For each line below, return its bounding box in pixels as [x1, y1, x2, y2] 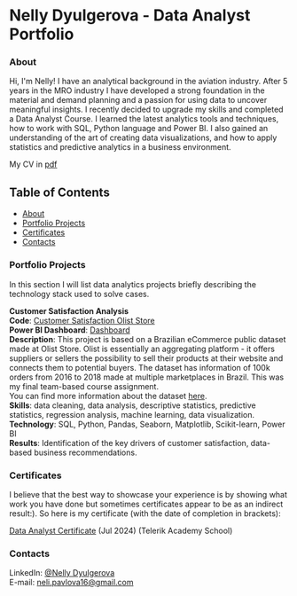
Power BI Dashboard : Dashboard [9, 325, 130, 335]
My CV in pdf [9, 159, 58, 169]
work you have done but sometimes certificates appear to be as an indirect [9, 498, 284, 509]
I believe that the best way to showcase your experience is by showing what [9, 489, 288, 499]
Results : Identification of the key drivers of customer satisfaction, [9, 437, 249, 448]
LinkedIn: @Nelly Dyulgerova [9, 568, 115, 578]
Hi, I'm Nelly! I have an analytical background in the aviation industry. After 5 [9, 76, 288, 87]
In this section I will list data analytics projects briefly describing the [9, 278, 257, 289]
